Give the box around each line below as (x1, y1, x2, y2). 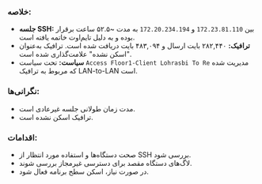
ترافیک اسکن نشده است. (18, 112, 94, 122)
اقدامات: (7, 132, 38, 143)
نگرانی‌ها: (7, 86, 40, 97)
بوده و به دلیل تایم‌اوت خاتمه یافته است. (18, 32, 135, 42)
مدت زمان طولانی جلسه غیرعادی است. (18, 103, 136, 113)
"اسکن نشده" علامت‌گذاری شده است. (18, 50, 132, 59)
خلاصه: (7, 6, 32, 17)
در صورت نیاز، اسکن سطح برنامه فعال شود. (18, 167, 150, 176)
